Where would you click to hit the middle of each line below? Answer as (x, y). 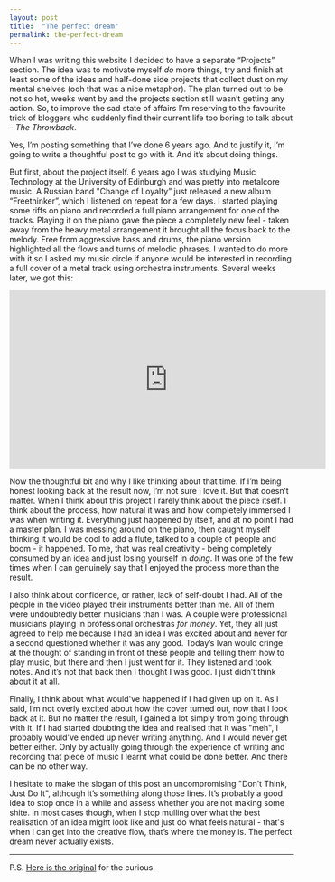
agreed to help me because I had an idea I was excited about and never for (149, 633)
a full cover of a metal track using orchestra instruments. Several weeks (143, 269)
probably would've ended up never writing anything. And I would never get (149, 737)
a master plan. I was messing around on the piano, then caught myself (140, 529)
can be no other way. (49, 766)
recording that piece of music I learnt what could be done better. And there (149, 757)
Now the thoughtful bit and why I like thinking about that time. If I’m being (145, 481)
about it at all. (35, 682)
